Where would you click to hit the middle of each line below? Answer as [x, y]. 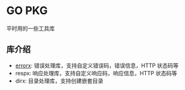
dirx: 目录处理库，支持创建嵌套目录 [59, 81]
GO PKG [27, 11]
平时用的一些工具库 [31, 28]
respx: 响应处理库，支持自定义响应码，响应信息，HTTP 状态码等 [96, 73]
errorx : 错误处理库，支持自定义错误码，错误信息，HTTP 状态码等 [97, 66]
